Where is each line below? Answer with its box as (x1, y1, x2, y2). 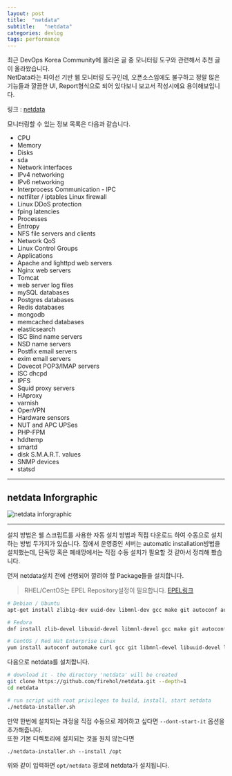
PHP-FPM (17, 428, 46, 436)
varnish (17, 399, 39, 407)
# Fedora (7, 619, 32, 626)
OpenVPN (17, 406, 46, 414)
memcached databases (17, 318, 84, 326)
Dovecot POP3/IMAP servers (17, 362, 100, 371)
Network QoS (17, 237, 57, 245)
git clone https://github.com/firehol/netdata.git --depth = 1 (7, 678, 187, 685)
